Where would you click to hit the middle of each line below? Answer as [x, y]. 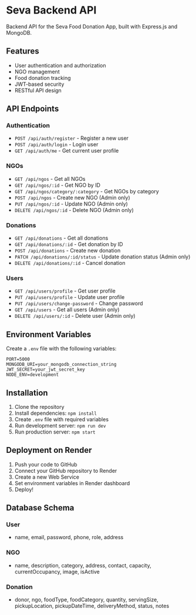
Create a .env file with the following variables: [61, 349]
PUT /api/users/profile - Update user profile [70, 297]
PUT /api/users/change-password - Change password [79, 304]
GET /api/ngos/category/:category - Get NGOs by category [87, 191]
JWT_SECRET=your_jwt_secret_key [45, 370]
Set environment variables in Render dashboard [72, 483]
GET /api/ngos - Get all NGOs [50, 179]
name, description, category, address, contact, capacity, [83, 565]
